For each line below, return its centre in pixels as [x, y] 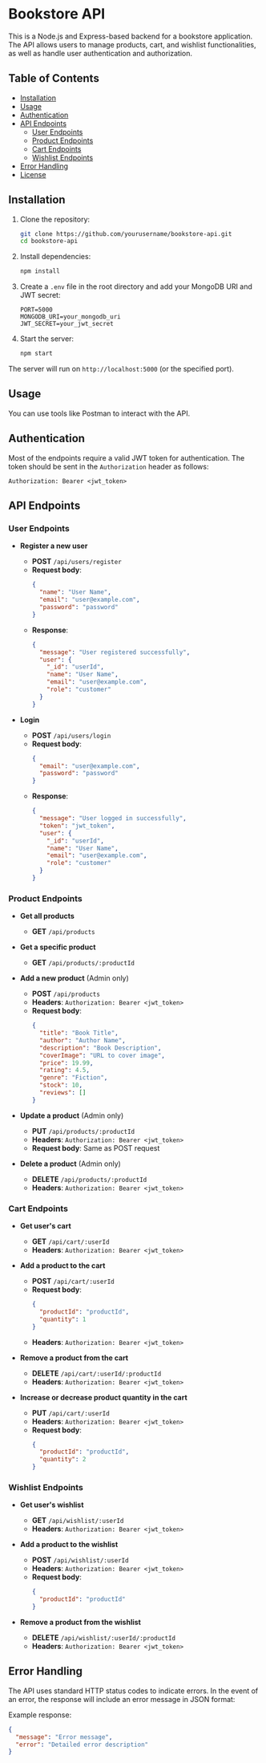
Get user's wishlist [52, 1505]
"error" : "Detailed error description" [82, 1745]
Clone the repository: [55, 219]
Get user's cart [46, 1226]
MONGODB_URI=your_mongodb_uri [71, 317]
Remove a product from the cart [74, 1358]
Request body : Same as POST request [96, 1148]
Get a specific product [58, 947]
